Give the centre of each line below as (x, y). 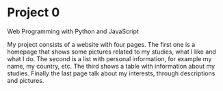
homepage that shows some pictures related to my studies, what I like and (112, 52)
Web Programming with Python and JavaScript (73, 31)
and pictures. (26, 80)
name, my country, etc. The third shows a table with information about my (111, 66)
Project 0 (34, 13)
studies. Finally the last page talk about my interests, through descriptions (111, 73)
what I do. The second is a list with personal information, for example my (109, 58)
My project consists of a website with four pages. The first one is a (101, 44)
